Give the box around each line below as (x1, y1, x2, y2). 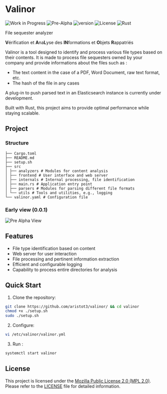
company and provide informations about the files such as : (5, 59, 127, 65)
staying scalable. (5, 110, 40, 116)
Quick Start (5, 281, 41, 289)
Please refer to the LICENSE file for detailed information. (5, 383, 121, 389)
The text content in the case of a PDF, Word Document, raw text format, (12, 69, 160, 75)
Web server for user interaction (12, 250, 77, 256)
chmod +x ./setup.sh (5, 308, 48, 313)
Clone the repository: (12, 294, 56, 300)
